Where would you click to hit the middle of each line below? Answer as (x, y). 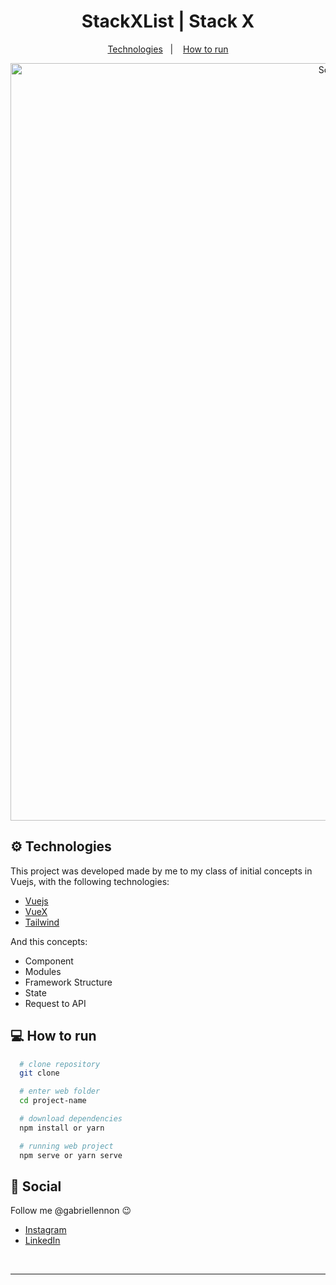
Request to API (55, 1003)
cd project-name (53, 1101)
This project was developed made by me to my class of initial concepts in (161, 871)
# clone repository (60, 1064)
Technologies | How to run (168, 49)
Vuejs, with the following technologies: (90, 881)
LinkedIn (42, 1241)
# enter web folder (60, 1091)
